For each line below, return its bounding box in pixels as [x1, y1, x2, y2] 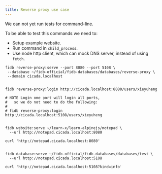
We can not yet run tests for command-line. [5, 21, 94, 27]
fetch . [12, 55, 25, 62]
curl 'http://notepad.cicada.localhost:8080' [5, 139, 100, 143]
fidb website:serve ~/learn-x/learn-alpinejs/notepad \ [5, 125, 122, 131]
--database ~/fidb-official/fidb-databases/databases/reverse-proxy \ [7, 70, 155, 74]
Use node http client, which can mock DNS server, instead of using [12, 50, 149, 56]
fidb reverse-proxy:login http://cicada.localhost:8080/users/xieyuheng [5, 87, 158, 92]
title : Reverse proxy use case [5, 7, 69, 12]
